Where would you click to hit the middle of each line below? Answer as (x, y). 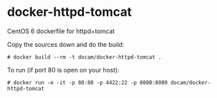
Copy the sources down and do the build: (66, 44)
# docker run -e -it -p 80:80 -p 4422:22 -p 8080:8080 (87, 82)
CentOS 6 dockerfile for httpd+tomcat (61, 31)
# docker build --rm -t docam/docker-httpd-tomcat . (84, 57)
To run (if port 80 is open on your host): (63, 70)
